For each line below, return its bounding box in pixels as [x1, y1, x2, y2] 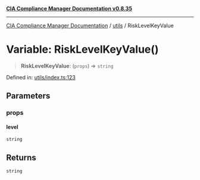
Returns [6, 152, 37, 162]
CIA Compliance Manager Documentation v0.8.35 [6, 5, 133, 12]
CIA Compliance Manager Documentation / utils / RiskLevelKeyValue [6, 22, 174, 29]
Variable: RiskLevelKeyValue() [6, 43, 159, 56]
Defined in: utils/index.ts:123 [6, 73, 76, 81]
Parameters [6, 91, 51, 101]
